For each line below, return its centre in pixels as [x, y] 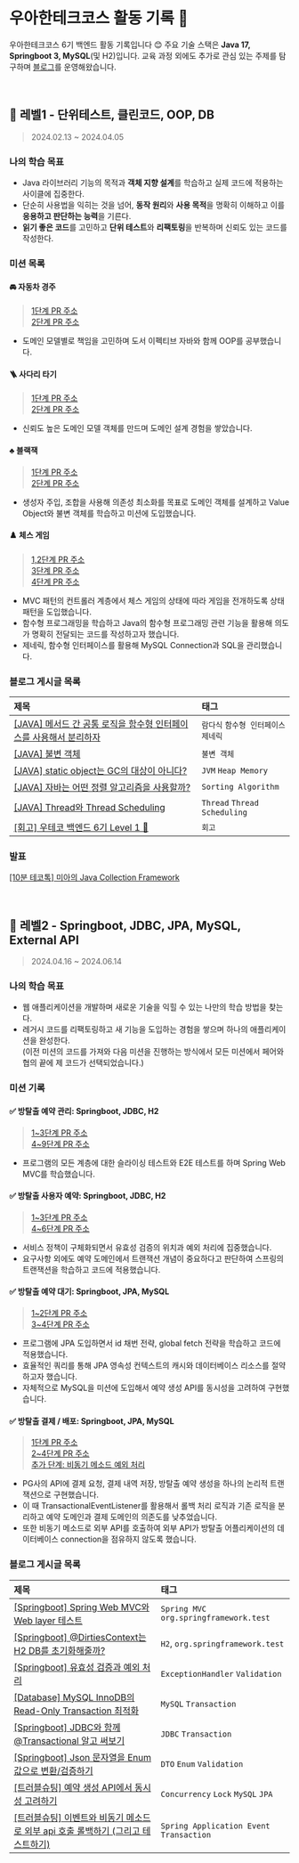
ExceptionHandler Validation [221, 1674]
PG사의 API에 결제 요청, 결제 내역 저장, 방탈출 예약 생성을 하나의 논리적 [145, 1484]
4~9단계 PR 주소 [61, 1143]
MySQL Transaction [198, 1704]
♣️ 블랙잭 [24, 450]
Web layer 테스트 [48, 1620]
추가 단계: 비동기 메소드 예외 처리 [88, 1465]
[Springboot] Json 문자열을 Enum [83, 1757]
